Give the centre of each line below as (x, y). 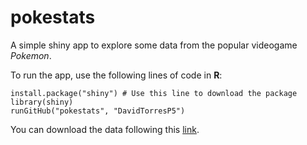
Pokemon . (31, 55)
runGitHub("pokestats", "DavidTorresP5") (98, 111)
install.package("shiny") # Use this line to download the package (154, 93)
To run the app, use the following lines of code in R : (116, 75)
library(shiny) (42, 102)
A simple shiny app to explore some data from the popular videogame (154, 45)
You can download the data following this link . (105, 129)
